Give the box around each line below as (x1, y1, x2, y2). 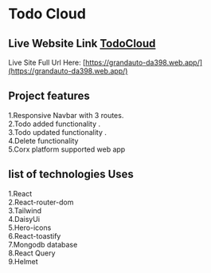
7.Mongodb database (8, 239, 78, 249)
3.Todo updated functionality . (8, 127, 107, 136)
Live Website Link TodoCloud (8, 37, 156, 50)
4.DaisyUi (8, 214, 41, 224)
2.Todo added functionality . (8, 119, 101, 129)
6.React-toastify (8, 231, 61, 240)
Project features (8, 89, 90, 103)
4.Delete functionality (8, 136, 79, 145)
